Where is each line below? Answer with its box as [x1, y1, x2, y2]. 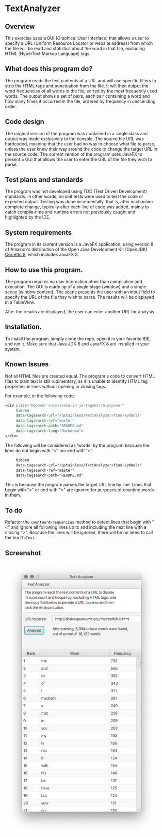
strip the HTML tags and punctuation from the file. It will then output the [5, 83, 149, 89]
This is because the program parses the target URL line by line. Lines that [5, 482, 152, 488]
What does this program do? [5, 65, 93, 73]
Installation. [5, 323, 42, 331]
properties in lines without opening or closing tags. [5, 383, 107, 389]
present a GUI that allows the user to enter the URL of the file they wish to [5, 156, 152, 162]
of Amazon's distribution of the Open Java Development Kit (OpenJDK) [5, 247, 147, 252]
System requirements [5, 228, 72, 236]
